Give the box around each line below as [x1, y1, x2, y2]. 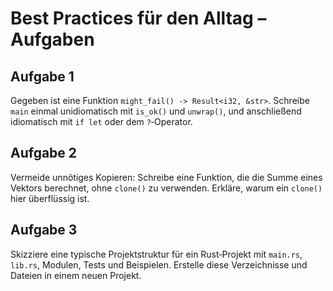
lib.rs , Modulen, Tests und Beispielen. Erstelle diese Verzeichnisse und [10, 258, 308, 271]
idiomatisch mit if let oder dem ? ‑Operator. [10, 116, 193, 127]
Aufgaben [10, 28, 95, 51]
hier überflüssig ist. [10, 192, 90, 204]
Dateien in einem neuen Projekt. [10, 269, 142, 281]
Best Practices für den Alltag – [10, 7, 267, 30]
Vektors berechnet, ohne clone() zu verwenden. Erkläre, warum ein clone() [10, 182, 323, 194]
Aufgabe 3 [10, 222, 78, 239]
